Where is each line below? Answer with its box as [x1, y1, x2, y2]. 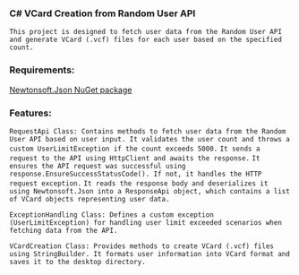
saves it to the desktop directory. [9, 257, 146, 266]
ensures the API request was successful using [9, 161, 186, 170]
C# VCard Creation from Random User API [9, 7, 196, 20]
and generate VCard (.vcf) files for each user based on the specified [9, 35, 282, 45]
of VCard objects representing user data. [9, 194, 170, 203]
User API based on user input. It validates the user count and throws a [9, 134, 291, 143]
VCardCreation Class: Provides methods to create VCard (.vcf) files [9, 241, 275, 251]
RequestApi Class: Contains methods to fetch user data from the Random [9, 126, 286, 136]
